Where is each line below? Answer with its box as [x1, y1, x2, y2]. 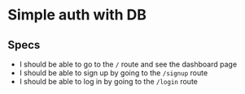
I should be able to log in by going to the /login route [19, 77, 199, 86]
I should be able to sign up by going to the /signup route [19, 68, 208, 78]
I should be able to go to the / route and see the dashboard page [19, 59, 238, 69]
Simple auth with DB [7, 6, 147, 24]
